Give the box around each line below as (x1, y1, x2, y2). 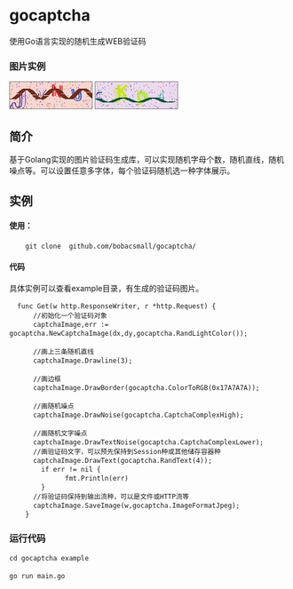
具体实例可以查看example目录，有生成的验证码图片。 (9, 283, 204, 293)
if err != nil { (41, 465, 101, 474)
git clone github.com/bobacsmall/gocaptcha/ (25, 242, 197, 251)
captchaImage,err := (32, 320, 109, 329)
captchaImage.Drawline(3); (32, 356, 133, 365)
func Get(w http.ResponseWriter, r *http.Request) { (17, 301, 217, 311)
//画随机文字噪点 (32, 428, 88, 438)
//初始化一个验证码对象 (32, 311, 108, 320)
